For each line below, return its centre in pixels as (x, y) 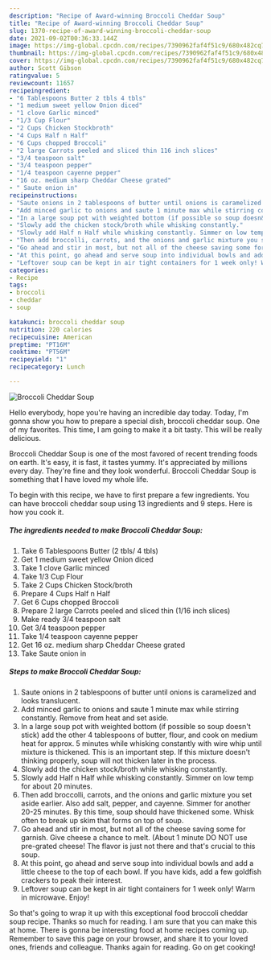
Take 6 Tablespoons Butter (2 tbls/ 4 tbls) (90, 550)
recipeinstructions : (44, 195)
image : (20, 46)
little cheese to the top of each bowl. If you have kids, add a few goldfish (141, 871)
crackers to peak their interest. (72, 880)
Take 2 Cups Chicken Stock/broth (77, 585)
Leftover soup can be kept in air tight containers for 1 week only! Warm (138, 888)
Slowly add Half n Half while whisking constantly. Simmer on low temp (137, 777)
